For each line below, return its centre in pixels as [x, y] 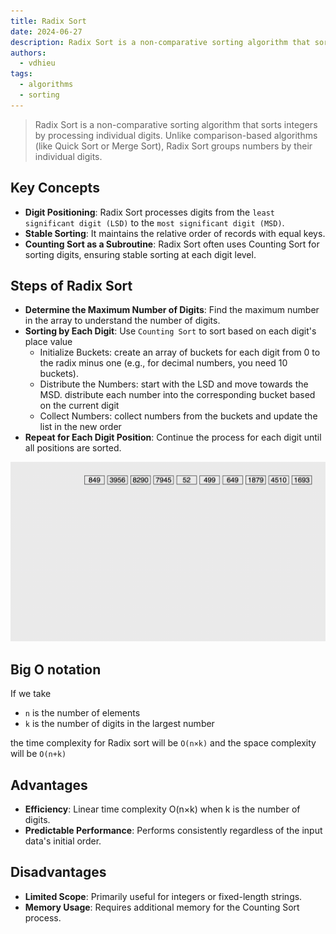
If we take [31, 694]
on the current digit [79, 406]
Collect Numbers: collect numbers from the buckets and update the [178, 416]
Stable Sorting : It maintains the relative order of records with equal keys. [175, 233]
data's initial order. [63, 841]
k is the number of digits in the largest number [119, 724]
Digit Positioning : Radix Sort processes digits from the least [149, 212]
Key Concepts [55, 188]
